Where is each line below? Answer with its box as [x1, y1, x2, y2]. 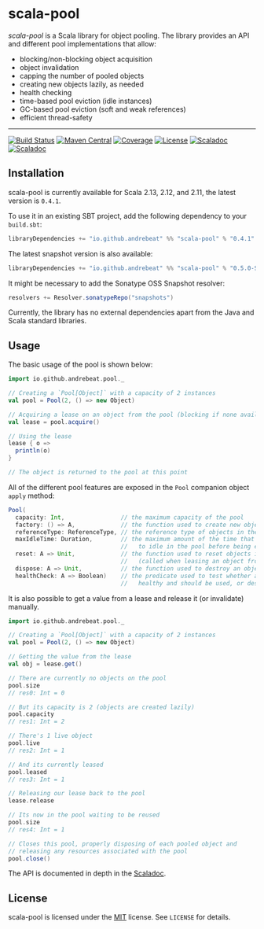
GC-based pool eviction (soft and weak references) [19, 104, 186, 114]
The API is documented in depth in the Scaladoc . [8, 868, 167, 878]
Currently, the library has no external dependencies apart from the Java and [8, 308, 255, 317]
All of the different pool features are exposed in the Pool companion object [8, 482, 250, 492]
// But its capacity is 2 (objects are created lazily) [8, 703, 195, 711]
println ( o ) [15, 447, 51, 455]
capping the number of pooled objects [19, 71, 145, 80]
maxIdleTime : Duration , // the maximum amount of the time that [15, 536, 255, 544]
